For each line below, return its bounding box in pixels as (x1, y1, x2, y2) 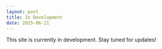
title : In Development (6, 14, 63, 20)
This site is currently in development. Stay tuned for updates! (6, 36, 157, 44)
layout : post (6, 8, 39, 15)
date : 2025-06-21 (6, 20, 50, 26)
